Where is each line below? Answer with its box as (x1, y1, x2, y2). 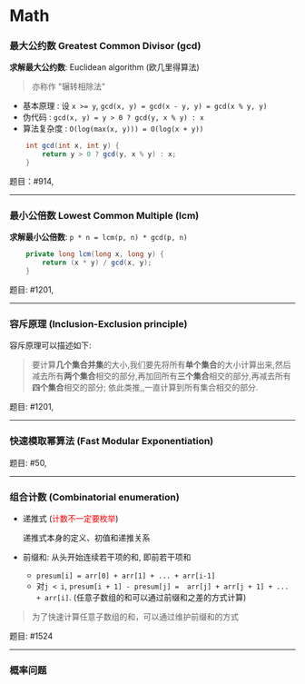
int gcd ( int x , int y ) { (25, 142, 120, 151)
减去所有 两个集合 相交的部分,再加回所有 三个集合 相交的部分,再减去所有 (31, 371, 291, 382)
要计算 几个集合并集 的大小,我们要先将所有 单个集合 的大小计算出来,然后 (31, 360, 291, 371)
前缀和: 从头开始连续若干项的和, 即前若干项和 (22, 551, 192, 562)
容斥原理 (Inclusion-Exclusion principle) (9, 317, 188, 330)
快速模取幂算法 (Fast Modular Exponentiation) (9, 435, 214, 448)
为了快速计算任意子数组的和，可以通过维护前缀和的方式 (31, 610, 239, 622)
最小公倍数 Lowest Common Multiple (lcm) (9, 210, 200, 223)
